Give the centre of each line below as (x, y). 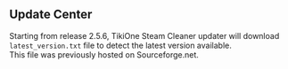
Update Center (51, 15)
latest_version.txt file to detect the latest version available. (120, 45)
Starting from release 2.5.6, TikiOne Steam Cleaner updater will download (144, 35)
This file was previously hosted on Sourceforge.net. (104, 54)
